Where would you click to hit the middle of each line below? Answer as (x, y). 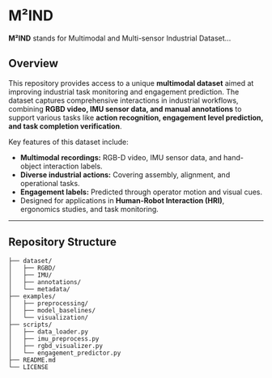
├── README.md (32, 360)
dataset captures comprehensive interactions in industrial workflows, (123, 100)
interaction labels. (73, 166)
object (31, 166)
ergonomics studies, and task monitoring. (89, 209)
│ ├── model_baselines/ (52, 310)
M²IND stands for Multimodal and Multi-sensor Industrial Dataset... (120, 38)
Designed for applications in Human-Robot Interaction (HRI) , (122, 200)
